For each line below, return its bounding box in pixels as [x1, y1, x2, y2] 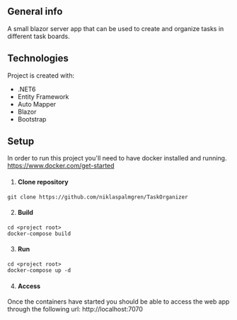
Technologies [7, 52, 69, 64]
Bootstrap [17, 114, 47, 123]
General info [7, 6, 63, 18]
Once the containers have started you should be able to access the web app [7, 297, 230, 306]
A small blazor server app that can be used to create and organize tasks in [7, 24, 224, 32]
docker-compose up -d [7, 267, 71, 274]
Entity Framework [17, 92, 69, 101]
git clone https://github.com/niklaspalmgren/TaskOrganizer [7, 194, 189, 201]
